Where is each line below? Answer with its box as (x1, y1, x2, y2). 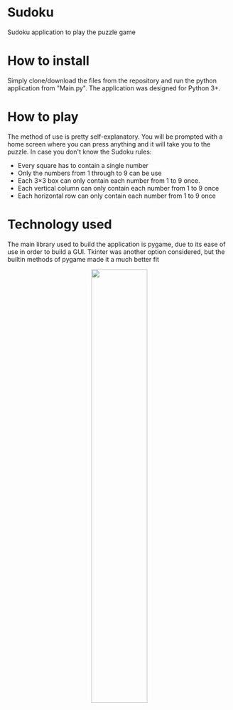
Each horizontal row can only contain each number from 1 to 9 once (17, 191, 217, 200)
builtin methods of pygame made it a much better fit (7, 255, 160, 263)
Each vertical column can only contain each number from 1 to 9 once (17, 184, 220, 192)
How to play (7, 109, 79, 125)
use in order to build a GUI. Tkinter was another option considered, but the (7, 247, 225, 256)
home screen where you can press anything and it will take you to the (7, 139, 211, 148)
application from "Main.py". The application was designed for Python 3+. (7, 83, 221, 92)
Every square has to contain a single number (17, 161, 149, 169)
